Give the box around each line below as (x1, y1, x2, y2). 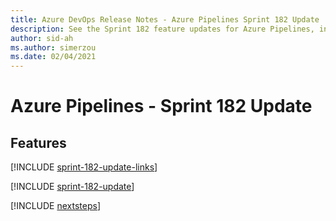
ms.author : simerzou (10, 42, 97, 53)
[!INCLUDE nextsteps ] (10, 200, 102, 212)
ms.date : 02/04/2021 (10, 52, 97, 62)
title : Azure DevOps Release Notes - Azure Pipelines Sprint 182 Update (10, 14, 320, 25)
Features (10, 134, 67, 151)
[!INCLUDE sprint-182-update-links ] (10, 161, 158, 173)
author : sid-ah (10, 33, 74, 43)
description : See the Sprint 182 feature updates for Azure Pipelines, (10, 24, 315, 34)
